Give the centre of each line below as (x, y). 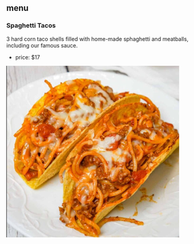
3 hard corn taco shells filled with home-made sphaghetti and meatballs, (98, 39)
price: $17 (27, 57)
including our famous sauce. (42, 45)
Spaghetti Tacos (31, 26)
